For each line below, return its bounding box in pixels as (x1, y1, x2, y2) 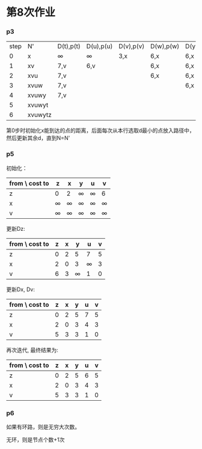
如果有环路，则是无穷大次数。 (6, 423, 80, 431)
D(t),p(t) (57, 42, 81, 51)
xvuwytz (27, 111, 52, 119)
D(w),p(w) (150, 42, 180, 51)
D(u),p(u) (86, 42, 113, 51)
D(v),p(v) (118, 42, 145, 51)
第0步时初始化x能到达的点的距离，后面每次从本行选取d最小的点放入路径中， (6, 127, 195, 134)
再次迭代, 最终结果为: (6, 346, 59, 353)
